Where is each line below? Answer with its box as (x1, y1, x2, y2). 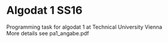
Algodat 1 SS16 (6, 4, 83, 17)
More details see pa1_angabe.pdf (6, 29, 89, 36)
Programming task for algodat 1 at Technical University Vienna (6, 23, 163, 30)
